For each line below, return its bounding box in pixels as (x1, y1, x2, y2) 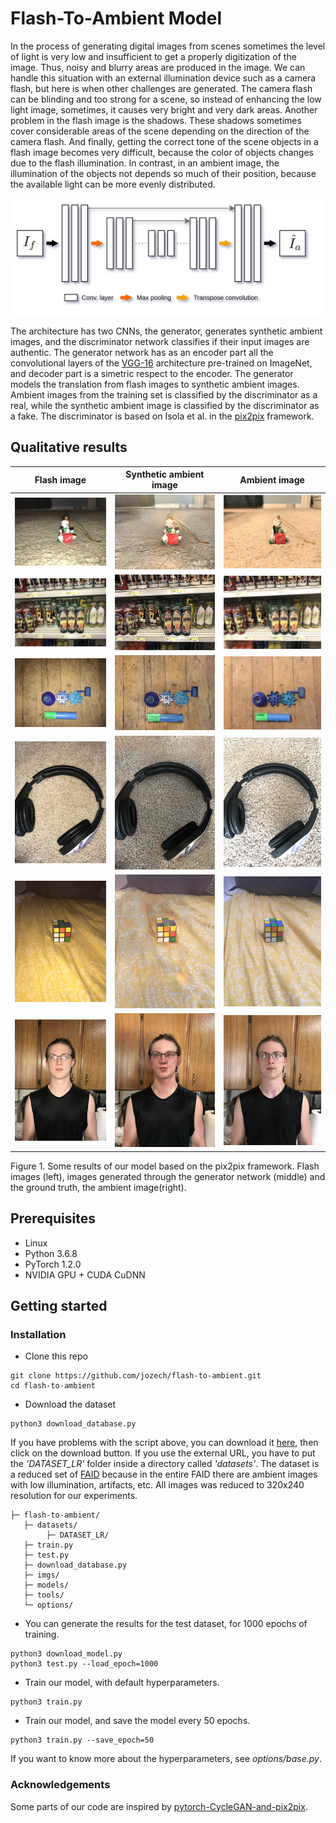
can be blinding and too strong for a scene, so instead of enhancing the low (10, 93, 322, 105)
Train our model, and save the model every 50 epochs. (24, 1715, 251, 1727)
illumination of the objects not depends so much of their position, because (10, 167, 317, 179)
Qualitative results (10, 439, 128, 456)
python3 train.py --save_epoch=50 (10, 1735, 155, 1746)
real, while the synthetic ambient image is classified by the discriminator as (10, 399, 320, 411)
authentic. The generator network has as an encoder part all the (10, 346, 274, 358)
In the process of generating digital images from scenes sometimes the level (10, 40, 326, 52)
